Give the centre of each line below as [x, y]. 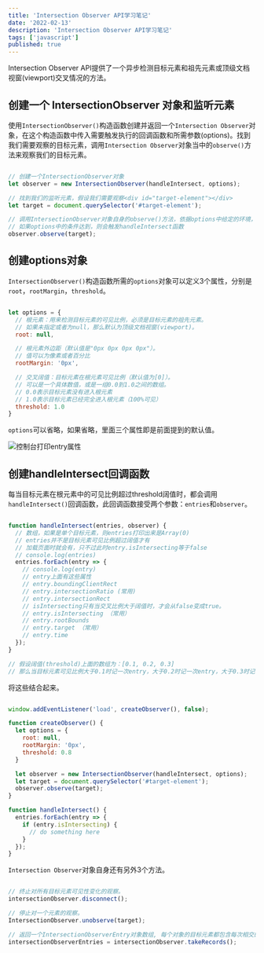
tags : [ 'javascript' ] [44, 37]
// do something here [64, 832]
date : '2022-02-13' [40, 23]
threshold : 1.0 [40, 407]
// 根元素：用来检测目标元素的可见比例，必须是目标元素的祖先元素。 [111, 320]
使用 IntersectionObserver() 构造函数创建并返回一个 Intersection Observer [128, 125]
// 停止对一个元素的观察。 [46, 913]
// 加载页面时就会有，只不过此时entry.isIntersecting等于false [112, 548]
